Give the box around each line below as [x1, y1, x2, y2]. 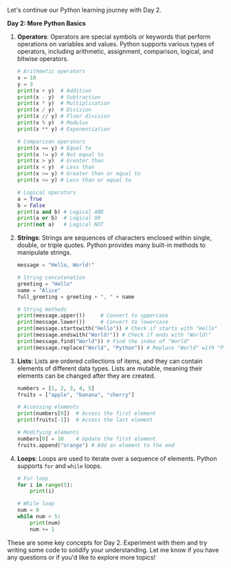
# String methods [16, 306, 67, 313]
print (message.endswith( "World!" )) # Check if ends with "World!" [16, 331, 212, 338]
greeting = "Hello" [16, 280, 74, 287]
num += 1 [30, 526, 55, 533]
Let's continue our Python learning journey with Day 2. [7, 6, 162, 14]
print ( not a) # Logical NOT [16, 221, 104, 228]
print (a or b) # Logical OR [16, 215, 101, 222]
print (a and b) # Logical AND [16, 208, 104, 215]
